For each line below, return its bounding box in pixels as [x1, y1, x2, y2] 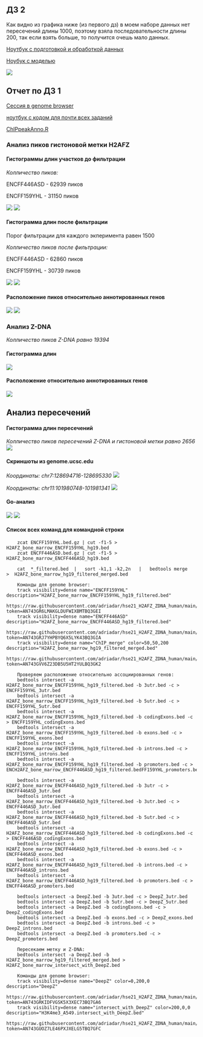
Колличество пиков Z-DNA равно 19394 [6, 336, 110, 344]
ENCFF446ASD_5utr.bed [6, 820, 61, 826]
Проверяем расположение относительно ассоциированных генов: [17, 672, 174, 678]
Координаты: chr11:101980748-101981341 [6, 484, 110, 492]
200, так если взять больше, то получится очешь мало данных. [6, 33, 170, 41]
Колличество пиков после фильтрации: [6, 243, 108, 251]
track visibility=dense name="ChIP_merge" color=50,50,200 [17, 640, 169, 646]
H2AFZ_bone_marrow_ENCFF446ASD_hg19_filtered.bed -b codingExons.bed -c [6, 830, 193, 836]
